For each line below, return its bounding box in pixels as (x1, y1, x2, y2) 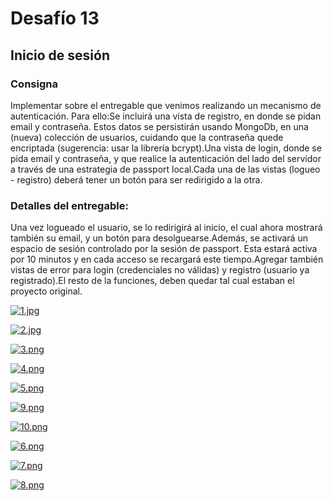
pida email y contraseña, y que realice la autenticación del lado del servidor (10, 152, 322, 164)
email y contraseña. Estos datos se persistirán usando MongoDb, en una (10, 120, 309, 132)
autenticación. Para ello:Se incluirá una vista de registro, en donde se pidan (10, 110, 322, 122)
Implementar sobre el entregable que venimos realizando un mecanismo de (10, 99, 322, 111)
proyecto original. (10, 285, 83, 297)
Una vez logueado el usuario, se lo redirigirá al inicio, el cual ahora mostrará (10, 222, 323, 234)
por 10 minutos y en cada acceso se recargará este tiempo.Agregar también (10, 253, 324, 266)
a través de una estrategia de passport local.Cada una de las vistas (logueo (10, 163, 321, 175)
